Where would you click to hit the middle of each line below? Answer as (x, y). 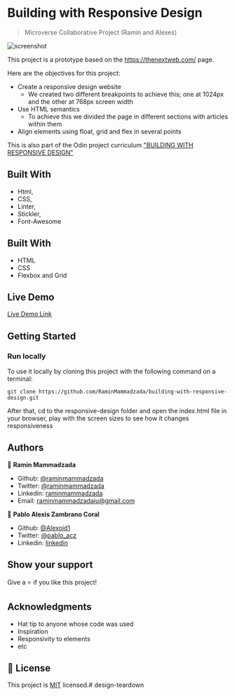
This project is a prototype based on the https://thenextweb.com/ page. (111, 59)
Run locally (27, 356)
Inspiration (33, 631)
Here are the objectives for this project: (64, 73)
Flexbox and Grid (42, 275)
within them (45, 123)
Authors (26, 448)
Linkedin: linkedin (42, 542)
